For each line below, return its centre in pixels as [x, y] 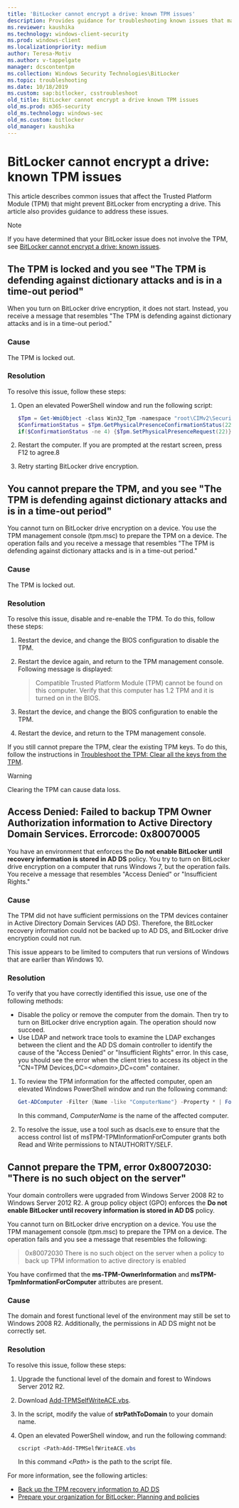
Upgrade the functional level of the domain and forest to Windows [114, 1378]
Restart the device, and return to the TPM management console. [112, 733]
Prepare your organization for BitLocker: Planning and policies [108, 1497]
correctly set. [27, 1331]
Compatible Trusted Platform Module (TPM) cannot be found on [129, 682]
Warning [20, 776]
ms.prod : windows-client [44, 41]
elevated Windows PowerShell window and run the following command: [122, 1089]
